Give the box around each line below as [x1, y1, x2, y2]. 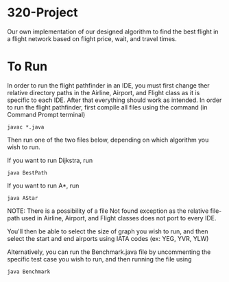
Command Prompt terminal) [7, 110, 86, 118]
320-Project [7, 5, 78, 21]
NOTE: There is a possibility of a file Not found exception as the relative [7, 207, 209, 215]
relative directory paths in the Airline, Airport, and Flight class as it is [7, 88, 200, 97]
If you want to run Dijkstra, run [7, 156, 93, 164]
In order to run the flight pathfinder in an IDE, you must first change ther [7, 81, 210, 90]
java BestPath [7, 169, 48, 176]
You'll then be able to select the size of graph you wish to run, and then [7, 227, 208, 235]
